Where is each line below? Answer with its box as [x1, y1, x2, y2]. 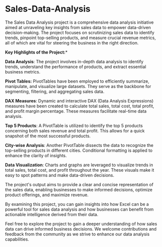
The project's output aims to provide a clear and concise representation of [5, 181, 154, 187]
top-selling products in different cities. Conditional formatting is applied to [5, 147, 153, 153]
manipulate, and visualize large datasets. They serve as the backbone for [5, 83, 151, 89]
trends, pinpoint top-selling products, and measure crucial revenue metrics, [5, 35, 156, 41]
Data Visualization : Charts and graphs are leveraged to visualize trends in [5, 162, 153, 168]
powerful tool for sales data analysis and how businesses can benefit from [5, 206, 154, 212]
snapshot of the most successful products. [5, 133, 91, 139]
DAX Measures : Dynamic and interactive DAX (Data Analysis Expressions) [5, 98, 154, 103]
